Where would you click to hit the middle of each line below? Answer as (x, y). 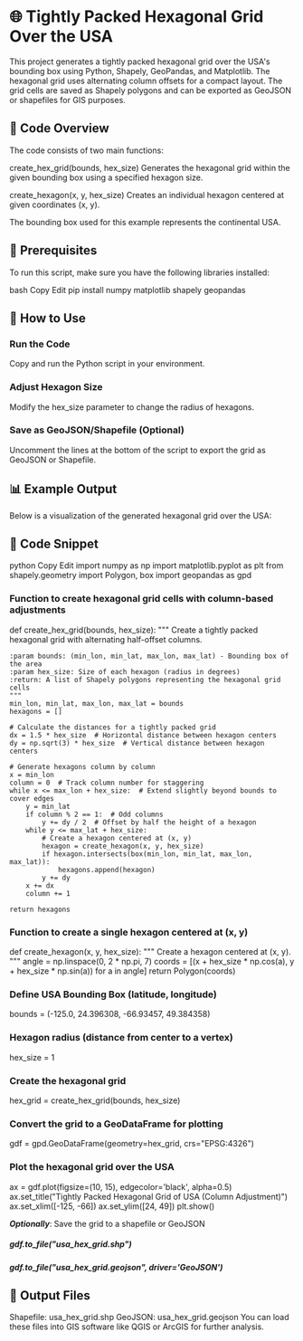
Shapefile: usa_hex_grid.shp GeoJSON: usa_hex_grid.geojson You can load (149, 1317)
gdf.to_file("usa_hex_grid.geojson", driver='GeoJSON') (116, 1267)
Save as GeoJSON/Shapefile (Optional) (97, 430)
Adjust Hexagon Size (56, 387)
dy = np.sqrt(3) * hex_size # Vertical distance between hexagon (137, 743)
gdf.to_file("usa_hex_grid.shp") (71, 1244)
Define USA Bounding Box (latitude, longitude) (113, 994)
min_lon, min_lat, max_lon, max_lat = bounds (96, 703)
